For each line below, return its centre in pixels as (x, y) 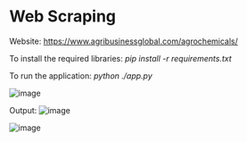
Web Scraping (63, 17)
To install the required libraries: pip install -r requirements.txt (120, 58)
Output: (23, 110)
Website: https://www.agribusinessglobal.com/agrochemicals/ (124, 41)
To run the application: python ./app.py (81, 75)
